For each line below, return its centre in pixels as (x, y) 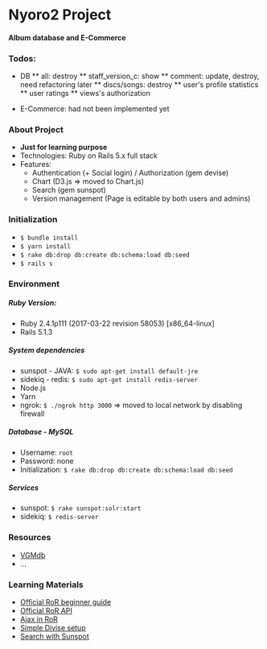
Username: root (47, 452)
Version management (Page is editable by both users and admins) (141, 198)
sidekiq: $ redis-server (59, 517)
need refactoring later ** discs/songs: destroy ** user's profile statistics (139, 85)
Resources (30, 538)
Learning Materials (46, 585)
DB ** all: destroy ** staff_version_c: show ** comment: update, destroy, (140, 76)
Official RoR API (46, 611)
